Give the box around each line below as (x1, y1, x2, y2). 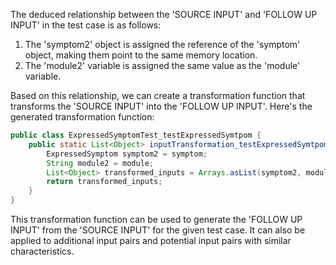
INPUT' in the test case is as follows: (10, 19, 162, 31)
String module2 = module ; (46, 158, 155, 168)
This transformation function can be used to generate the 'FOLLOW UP (10, 214, 303, 225)
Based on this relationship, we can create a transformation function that (10, 90, 306, 101)
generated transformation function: (10, 111, 155, 123)
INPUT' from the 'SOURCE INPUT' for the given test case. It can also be (10, 224, 306, 236)
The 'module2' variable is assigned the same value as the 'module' (24, 60, 301, 71)
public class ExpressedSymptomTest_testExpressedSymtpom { (10, 130, 262, 140)
